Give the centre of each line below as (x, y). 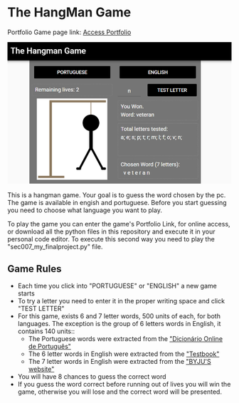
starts (26, 293)
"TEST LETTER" (41, 309)
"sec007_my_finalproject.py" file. (55, 246)
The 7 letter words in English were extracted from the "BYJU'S (119, 362)
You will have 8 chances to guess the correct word (92, 377)
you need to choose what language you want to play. (85, 210)
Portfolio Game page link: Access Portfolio (69, 32)
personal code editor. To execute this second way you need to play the (111, 239)
